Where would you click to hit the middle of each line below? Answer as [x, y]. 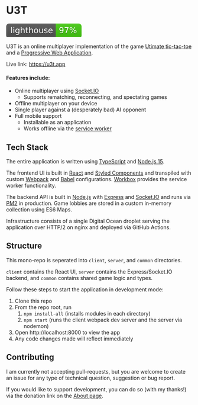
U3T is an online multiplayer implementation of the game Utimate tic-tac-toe [99, 46]
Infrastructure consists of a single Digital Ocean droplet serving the [88, 221]
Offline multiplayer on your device [56, 104]
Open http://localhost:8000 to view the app [67, 332]
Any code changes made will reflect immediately [74, 339]
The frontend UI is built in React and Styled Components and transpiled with [99, 173]
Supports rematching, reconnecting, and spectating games [95, 97]
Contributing [30, 357]
